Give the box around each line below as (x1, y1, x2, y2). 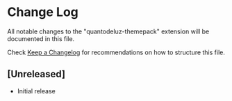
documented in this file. (7, 34, 75, 42)
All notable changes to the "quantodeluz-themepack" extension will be (7, 27, 210, 36)
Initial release (17, 86, 56, 95)
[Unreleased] (7, 68, 66, 80)
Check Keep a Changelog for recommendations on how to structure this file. (7, 48, 226, 56)
